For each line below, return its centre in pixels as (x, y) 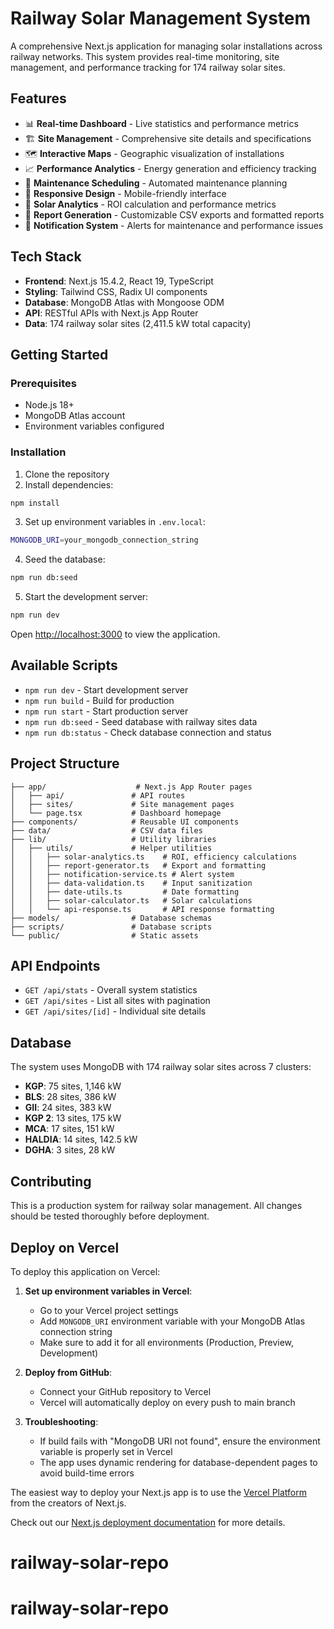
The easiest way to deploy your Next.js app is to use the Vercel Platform (159, 1492)
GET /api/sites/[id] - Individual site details (115, 1011)
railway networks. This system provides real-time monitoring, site (145, 56)
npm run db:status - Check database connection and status (148, 732)
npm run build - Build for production (99, 700)
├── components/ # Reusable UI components (125, 822)
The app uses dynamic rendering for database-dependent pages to (178, 1462)
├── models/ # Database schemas (111, 918)
